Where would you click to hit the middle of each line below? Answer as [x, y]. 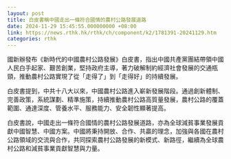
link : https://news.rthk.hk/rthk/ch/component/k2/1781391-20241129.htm [112, 33]
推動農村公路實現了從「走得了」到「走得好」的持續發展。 [100, 77]
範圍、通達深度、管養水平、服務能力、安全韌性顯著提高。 [88, 108]
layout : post [26, 13]
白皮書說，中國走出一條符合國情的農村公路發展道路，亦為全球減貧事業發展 [112, 123]
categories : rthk [32, 39]
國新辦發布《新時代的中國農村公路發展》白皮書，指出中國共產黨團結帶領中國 [115, 60]
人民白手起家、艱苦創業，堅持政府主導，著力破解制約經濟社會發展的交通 [109, 68]
